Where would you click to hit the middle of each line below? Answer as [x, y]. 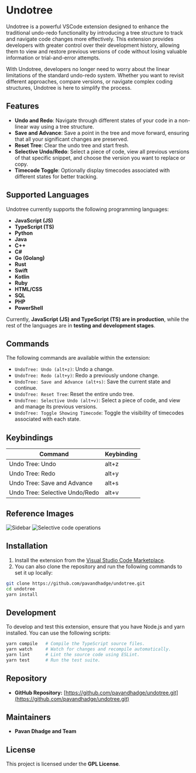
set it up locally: [34, 572]
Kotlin [22, 276]
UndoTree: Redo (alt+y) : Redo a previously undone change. [87, 376]
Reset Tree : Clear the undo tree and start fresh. [72, 145]
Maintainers [29, 717]
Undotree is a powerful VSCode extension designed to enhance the [87, 26]
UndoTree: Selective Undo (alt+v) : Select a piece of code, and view [97, 400]
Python [24, 233]
